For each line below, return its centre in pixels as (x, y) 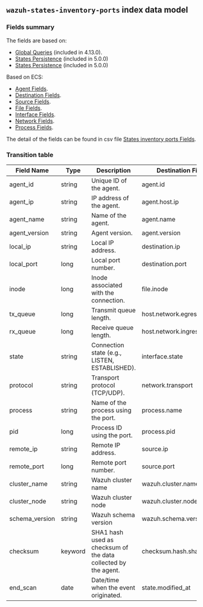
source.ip (155, 449)
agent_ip (22, 201)
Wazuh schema (113, 515)
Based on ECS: (25, 77)
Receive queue (113, 327)
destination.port (164, 264)
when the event (113, 588)
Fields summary (31, 27)
